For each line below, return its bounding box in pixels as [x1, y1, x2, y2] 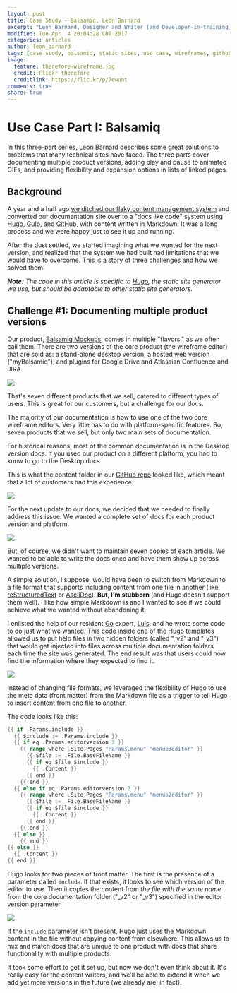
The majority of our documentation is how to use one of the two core [7, 412, 208, 421]
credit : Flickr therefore [13, 69, 90, 76]
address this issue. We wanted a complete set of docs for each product [7, 512, 215, 521]
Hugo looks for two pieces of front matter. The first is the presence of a [7, 870, 215, 879]
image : [7, 57, 27, 64]
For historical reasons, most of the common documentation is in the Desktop [7, 441, 230, 450]
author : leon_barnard [7, 43, 71, 50]
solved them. [7, 263, 45, 272]
